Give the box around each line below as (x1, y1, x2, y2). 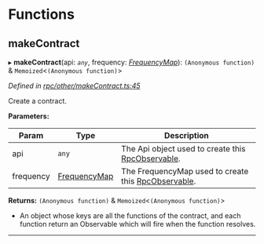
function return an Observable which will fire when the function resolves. (19, 220, 256, 228)
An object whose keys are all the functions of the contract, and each (19, 211, 241, 220)
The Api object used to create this (121, 144, 246, 154)
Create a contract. (8, 97, 67, 105)
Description (163, 130, 210, 140)
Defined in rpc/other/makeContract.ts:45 (8, 81, 141, 90)
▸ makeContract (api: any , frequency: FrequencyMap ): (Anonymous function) (8, 57, 255, 67)
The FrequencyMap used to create (121, 166, 249, 177)
